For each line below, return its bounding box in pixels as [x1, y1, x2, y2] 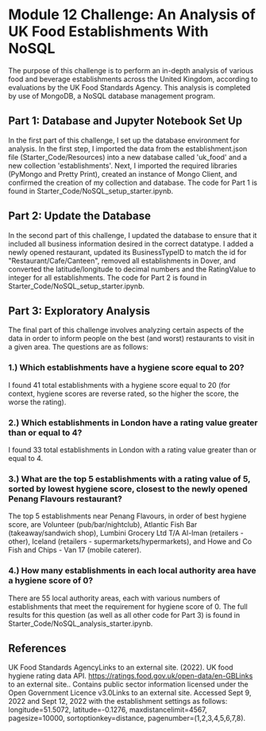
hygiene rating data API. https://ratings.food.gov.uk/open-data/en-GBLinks [8, 671, 253, 681]
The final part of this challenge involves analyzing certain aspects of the [8, 325, 245, 335]
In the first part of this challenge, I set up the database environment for [8, 135, 240, 145]
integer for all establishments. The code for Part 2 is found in [8, 272, 207, 282]
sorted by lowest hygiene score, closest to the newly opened [8, 483, 248, 494]
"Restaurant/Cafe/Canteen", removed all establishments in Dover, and [8, 256, 237, 265]
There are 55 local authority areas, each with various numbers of [8, 593, 221, 603]
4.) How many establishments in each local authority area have [8, 565, 256, 577]
